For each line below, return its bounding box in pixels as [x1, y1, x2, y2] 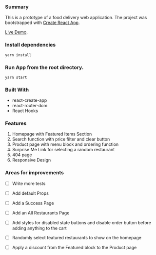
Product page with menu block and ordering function [12, 141, 119, 147]
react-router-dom [12, 103, 48, 109]
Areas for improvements [5, 169, 64, 176]
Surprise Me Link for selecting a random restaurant [12, 147, 115, 153]
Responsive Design [12, 157, 51, 163]
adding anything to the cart [12, 225, 67, 231]
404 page [12, 152, 32, 158]
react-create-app [12, 97, 47, 103]
